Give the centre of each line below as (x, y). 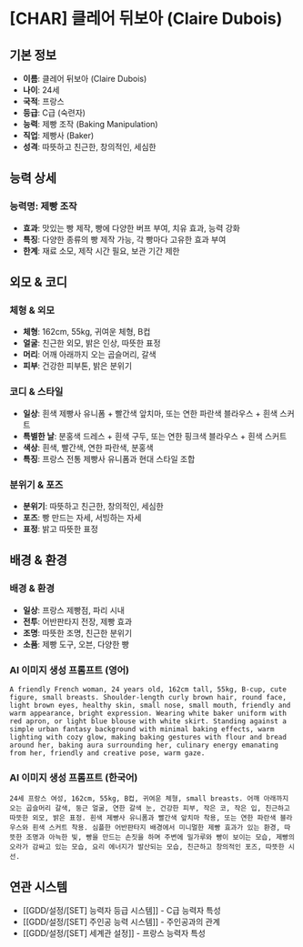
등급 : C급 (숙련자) (54, 113)
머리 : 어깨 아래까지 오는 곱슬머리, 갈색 (89, 355)
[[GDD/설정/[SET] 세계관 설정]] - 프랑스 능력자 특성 (114, 933)
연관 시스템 (39, 887)
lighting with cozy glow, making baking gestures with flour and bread (148, 737)
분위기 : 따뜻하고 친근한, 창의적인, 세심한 (93, 506)
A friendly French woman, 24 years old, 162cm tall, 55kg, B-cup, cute (148, 689)
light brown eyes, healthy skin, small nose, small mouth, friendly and (150, 705)
